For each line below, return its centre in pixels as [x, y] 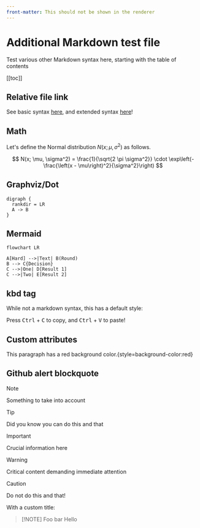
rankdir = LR [29, 204]
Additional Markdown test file [83, 42]
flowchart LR [23, 248]
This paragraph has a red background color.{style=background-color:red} [100, 354]
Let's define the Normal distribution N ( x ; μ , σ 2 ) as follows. [79, 146]
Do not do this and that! [36, 495]
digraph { [19, 199]
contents [17, 66]
